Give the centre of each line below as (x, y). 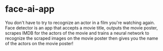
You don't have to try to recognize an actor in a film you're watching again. (80, 23)
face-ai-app (30, 9)
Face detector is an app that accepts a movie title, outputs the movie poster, (81, 27)
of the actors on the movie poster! (39, 43)
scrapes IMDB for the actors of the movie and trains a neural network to (77, 33)
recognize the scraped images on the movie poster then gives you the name (82, 38)
